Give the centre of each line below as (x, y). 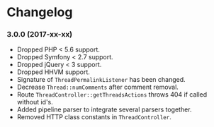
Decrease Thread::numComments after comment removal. (97, 87)
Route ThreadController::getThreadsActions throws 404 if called (112, 95)
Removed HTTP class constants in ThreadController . (94, 117)
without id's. (35, 102)
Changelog (40, 12)
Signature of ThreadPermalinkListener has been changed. (101, 80)
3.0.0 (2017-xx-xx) (40, 35)
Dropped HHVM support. (53, 72)
